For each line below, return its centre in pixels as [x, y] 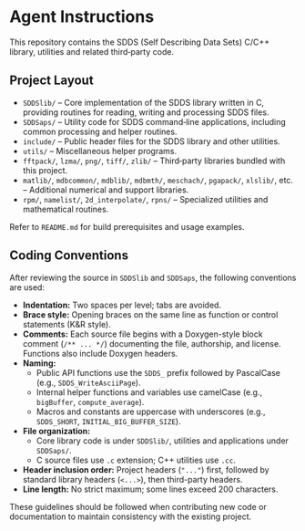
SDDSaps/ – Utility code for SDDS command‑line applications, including [154, 121]
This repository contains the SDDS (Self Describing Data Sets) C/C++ [140, 42]
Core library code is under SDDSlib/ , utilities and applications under [163, 441]
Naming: [39, 363]
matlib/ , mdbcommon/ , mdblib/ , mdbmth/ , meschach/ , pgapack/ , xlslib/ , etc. [158, 180]
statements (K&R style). [66, 324]
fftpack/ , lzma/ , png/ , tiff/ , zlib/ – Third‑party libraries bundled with [154, 161]
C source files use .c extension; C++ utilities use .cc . [136, 460]
